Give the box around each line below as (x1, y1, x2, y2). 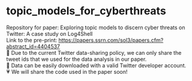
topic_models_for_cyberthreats (6, 4, 166, 18)
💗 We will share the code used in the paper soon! (6, 68, 128, 75)
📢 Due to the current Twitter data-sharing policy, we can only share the (6, 49, 182, 56)
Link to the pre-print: (6, 36, 58, 43)
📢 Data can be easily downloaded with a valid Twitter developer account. (6, 61, 187, 69)
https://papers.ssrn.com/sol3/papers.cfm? (58, 36, 164, 43)
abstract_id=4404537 (6, 43, 61, 50)
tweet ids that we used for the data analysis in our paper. (6, 55, 147, 63)
